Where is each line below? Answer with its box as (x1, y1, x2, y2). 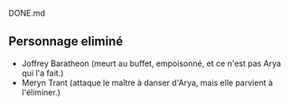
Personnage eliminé (8, 34, 124, 49)
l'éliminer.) (21, 86, 61, 98)
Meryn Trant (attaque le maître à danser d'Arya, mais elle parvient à (21, 77, 273, 88)
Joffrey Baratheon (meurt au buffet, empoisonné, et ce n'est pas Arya (21, 58, 282, 69)
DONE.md (8, 8, 46, 18)
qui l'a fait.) (21, 67, 64, 78)
